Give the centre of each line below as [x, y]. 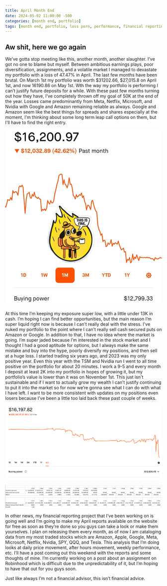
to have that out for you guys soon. [41, 569]
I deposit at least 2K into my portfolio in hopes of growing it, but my [74, 372]
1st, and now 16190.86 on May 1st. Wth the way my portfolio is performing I [82, 86]
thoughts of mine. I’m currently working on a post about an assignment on [81, 558]
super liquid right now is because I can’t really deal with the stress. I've [78, 324]
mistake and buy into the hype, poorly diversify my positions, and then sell [81, 351]
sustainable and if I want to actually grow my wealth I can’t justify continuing [83, 382]
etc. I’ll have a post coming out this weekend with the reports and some [78, 553]
